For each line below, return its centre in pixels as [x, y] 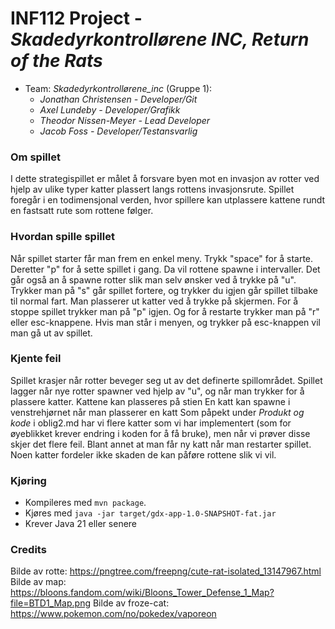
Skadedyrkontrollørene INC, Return [160, 39]
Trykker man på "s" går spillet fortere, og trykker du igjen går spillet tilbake [164, 290]
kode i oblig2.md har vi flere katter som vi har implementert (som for [151, 423]
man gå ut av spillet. [51, 333]
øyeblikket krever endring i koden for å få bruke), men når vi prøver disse [160, 433]
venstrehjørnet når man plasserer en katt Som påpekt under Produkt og [157, 412]
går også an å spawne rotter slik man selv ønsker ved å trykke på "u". [153, 279]
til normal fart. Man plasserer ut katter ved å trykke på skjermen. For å [154, 301]
